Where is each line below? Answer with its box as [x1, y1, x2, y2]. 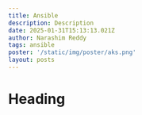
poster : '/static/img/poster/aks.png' [8, 48, 136, 56]
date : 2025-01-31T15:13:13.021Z [8, 26, 115, 34]
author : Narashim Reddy [8, 33, 87, 42]
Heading [8, 90, 66, 108]
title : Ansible [8, 11, 59, 20]
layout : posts [8, 56, 56, 64]
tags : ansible [8, 41, 56, 49]
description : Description [8, 19, 94, 27]
